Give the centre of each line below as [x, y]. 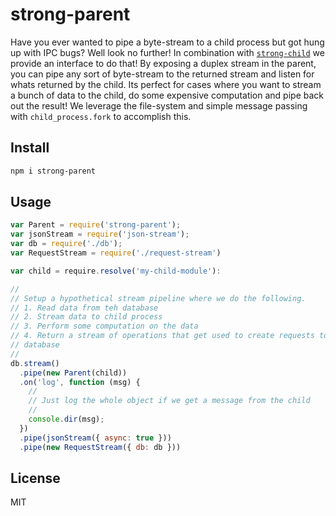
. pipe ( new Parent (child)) [73, 373]
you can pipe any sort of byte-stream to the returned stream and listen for [162, 74]
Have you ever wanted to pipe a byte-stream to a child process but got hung [167, 42]
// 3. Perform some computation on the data [104, 326]
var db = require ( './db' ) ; [66, 244]
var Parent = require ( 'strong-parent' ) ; [96, 225]
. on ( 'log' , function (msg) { [80, 382]
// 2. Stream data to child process [86, 317]
